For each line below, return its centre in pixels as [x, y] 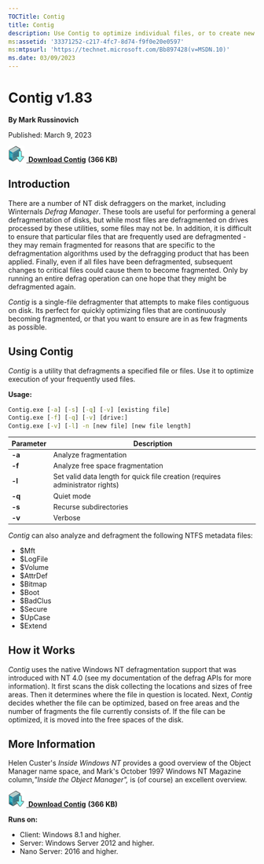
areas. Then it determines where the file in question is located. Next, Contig [130, 694]
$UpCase [35, 617]
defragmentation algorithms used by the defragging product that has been [128, 253]
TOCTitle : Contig [37, 17]
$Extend [33, 626]
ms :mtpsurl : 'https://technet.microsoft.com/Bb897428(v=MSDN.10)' [119, 50]
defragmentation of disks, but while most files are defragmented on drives [128, 219]
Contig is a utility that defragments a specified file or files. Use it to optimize [131, 370]
